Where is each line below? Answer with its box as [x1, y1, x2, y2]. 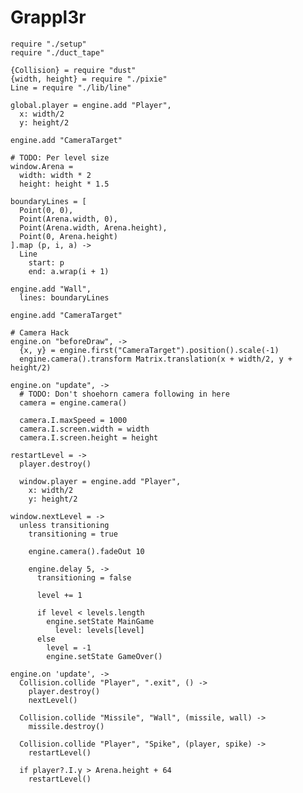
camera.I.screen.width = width [19, 424, 150, 434]
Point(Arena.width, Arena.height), [19, 222, 168, 233]
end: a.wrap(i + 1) [28, 266, 110, 276]
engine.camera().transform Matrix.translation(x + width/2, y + [19, 354, 293, 364]
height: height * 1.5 [19, 179, 110, 189]
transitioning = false [36, 572, 132, 583]
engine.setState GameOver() [46, 651, 163, 661]
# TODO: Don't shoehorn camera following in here [19, 389, 230, 399]
